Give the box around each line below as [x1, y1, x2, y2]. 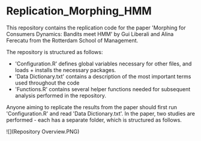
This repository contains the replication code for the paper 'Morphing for [6, 24, 186, 31]
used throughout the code [14, 79, 80, 86]
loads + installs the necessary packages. [14, 66, 116, 73]
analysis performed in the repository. [14, 92, 107, 99]
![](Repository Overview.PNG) [6, 128, 80, 135]
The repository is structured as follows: [6, 48, 103, 55]
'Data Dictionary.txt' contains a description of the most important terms [14, 73, 191, 80]
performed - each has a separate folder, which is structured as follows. [6, 116, 182, 124]
